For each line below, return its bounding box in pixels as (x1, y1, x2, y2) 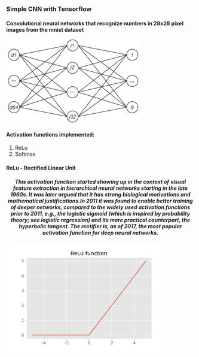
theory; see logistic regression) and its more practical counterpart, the (11, 216, 190, 223)
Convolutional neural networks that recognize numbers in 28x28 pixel (6, 20, 184, 27)
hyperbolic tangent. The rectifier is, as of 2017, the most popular (19, 222, 182, 229)
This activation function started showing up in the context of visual (14, 178, 186, 185)
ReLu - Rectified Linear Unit (6, 164, 76, 171)
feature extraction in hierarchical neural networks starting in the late (13, 184, 188, 192)
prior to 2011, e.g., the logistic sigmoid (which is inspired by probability (11, 210, 190, 217)
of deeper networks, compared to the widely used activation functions (10, 203, 191, 211)
